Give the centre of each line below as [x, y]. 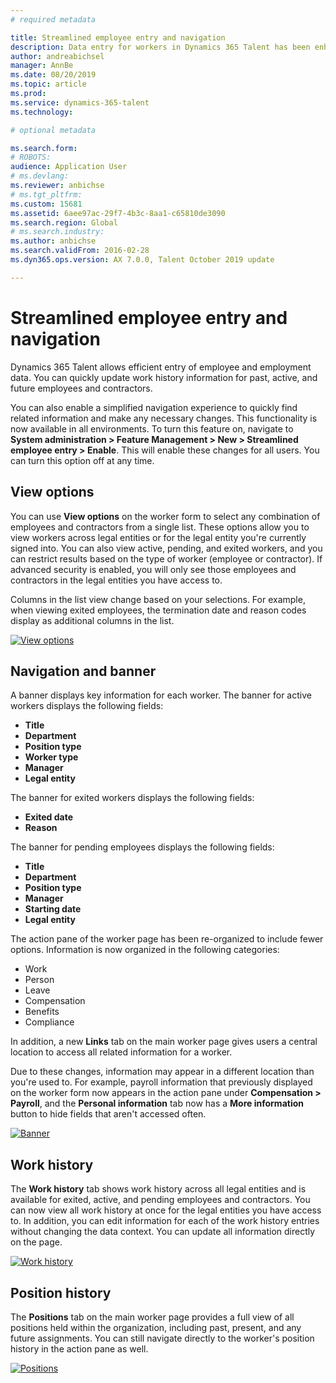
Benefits [42, 1012]
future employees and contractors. [81, 388]
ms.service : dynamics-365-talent [80, 102]
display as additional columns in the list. [92, 620]
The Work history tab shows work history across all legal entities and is [158, 1189]
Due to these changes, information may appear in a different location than [162, 1072]
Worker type [51, 757]
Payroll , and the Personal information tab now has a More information [157, 1103]
